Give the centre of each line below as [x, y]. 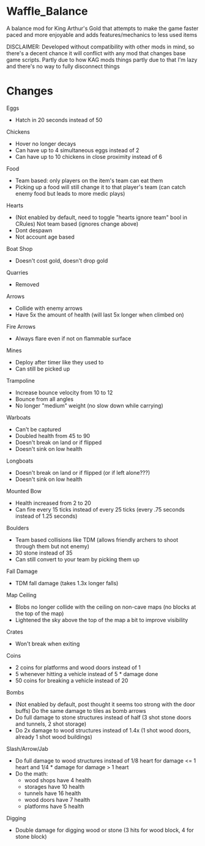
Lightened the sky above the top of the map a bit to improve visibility [102, 620]
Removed [27, 284]
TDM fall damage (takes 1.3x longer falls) [67, 583]
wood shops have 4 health [58, 780]
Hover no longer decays [46, 144]
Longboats [20, 461]
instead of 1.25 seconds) [46, 516]
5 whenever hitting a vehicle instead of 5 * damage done [87, 674]
